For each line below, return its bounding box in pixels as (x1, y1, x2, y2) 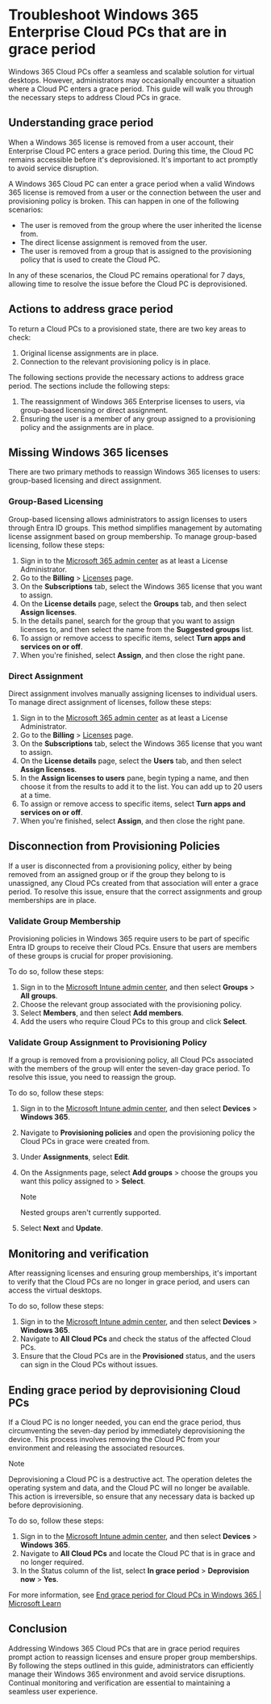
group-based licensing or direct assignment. (19, 405, 169, 415)
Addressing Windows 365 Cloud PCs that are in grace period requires (8, 1643, 240, 1653)
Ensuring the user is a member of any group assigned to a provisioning (19, 414, 256, 424)
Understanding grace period (8, 116, 154, 130)
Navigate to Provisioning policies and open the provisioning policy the (19, 1128, 256, 1137)
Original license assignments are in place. (19, 348, 159, 357)
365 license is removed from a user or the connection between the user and (8, 188, 261, 197)
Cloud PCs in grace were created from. (19, 1137, 151, 1146)
